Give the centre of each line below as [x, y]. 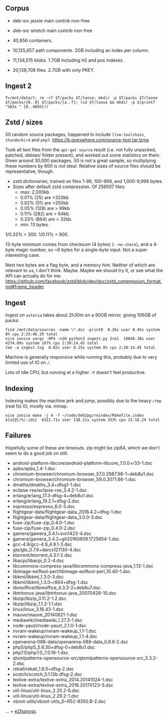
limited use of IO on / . [28, 363]
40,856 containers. [32, 40]
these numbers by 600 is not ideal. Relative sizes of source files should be [83, 166]
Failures [18, 435]
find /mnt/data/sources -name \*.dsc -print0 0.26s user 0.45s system [82, 330]
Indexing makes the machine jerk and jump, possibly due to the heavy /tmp [83, 401]
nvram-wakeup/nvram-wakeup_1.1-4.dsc [55, 636]
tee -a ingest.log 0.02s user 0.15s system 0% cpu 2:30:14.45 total [80, 348]
